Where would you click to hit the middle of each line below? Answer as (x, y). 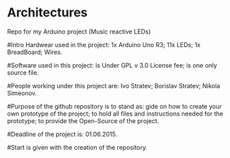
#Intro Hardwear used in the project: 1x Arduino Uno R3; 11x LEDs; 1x (104, 44)
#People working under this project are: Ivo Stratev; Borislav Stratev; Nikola (114, 85)
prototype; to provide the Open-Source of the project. (83, 120)
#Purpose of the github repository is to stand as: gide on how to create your (114, 106)
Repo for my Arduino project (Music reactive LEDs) (79, 31)
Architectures (47, 13)
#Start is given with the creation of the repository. (77, 147)
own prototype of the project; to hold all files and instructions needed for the (115, 114)
